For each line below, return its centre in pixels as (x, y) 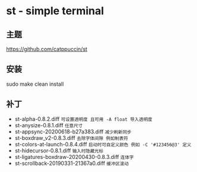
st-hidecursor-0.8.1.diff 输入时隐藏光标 (59, 151)
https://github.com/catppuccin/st (47, 49)
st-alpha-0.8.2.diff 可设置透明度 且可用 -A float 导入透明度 (84, 119)
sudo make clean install (35, 84)
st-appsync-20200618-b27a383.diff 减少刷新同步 (73, 132)
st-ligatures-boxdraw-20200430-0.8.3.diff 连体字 (74, 157)
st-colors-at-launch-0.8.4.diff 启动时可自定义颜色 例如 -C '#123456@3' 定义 (103, 144)
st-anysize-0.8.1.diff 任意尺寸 (49, 125)
